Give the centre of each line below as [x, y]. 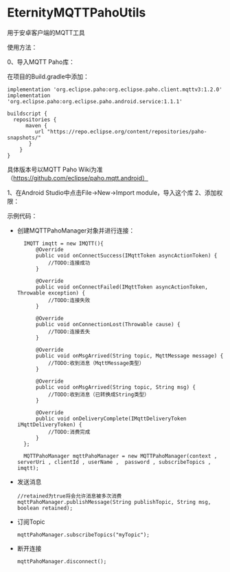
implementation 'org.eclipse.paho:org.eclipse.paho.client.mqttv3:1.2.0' [115, 89]
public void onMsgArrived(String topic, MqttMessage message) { [129, 356]
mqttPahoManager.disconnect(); [62, 561]
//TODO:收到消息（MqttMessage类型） [96, 363]
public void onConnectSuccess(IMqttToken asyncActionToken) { [126, 255]
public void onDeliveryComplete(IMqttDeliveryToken [111, 419]
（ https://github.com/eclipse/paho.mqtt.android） [78, 178]
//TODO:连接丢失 [69, 332]
